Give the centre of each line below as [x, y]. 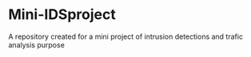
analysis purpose [37, 44]
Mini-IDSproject [62, 15]
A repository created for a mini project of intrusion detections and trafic [126, 36]
